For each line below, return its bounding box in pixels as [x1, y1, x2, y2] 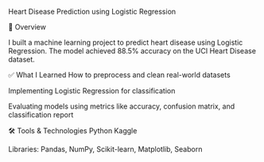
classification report [8, 110, 74, 119]
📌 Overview [8, 22, 46, 31]
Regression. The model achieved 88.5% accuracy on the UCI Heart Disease [8, 46, 257, 55]
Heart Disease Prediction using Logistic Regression [8, 7, 177, 16]
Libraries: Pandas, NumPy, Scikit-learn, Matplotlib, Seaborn [8, 144, 203, 154]
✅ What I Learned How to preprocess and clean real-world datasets [8, 70, 231, 79]
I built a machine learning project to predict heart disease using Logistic [8, 38, 243, 47]
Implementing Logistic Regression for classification [8, 86, 176, 95]
